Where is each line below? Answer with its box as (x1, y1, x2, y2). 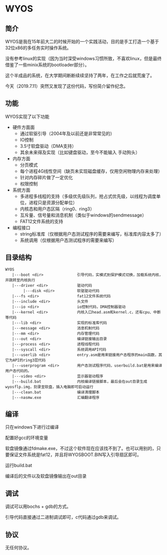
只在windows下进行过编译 (5, 424, 59, 430)
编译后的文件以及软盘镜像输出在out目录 (5, 473, 87, 479)
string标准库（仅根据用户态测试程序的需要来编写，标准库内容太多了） (20, 231, 164, 237)
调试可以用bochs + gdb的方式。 (5, 503, 71, 510)
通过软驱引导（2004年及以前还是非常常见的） (20, 130, 115, 136)
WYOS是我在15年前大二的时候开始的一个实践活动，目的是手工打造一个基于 (5, 39, 159, 44)
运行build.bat (5, 463, 33, 469)
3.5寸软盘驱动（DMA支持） (20, 143, 77, 149)
